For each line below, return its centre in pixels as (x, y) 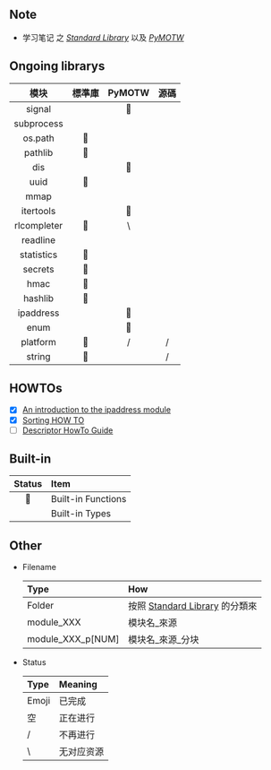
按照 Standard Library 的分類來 (193, 606)
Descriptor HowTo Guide (68, 430)
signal (38, 108)
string (38, 356)
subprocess (39, 123)
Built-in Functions (89, 499)
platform (38, 342)
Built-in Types (81, 514)
